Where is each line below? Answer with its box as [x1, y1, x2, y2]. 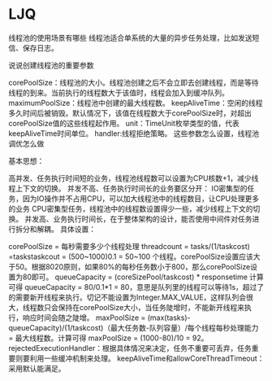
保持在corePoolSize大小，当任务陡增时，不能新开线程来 [58, 302, 245, 312]
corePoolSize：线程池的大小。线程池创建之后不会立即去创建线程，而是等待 [8, 77, 259, 87]
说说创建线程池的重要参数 [8, 60, 94, 70]
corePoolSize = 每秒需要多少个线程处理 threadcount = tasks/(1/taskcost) [8, 241, 250, 251]
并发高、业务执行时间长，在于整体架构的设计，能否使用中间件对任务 [24, 213, 253, 224]
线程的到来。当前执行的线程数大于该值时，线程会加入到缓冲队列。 [8, 87, 229, 98]
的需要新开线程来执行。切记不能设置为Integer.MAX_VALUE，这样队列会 [8, 292, 247, 302]
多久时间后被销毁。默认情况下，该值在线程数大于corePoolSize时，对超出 [8, 107, 252, 118]
